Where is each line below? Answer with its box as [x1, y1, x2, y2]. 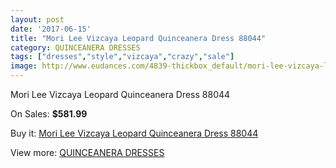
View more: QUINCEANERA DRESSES [10, 147, 165, 158]
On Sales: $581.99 [10, 108, 88, 120]
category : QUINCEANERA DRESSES [10, 42, 141, 53]
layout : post [10, 14, 65, 25]
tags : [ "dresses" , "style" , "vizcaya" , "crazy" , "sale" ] [10, 52, 235, 62]
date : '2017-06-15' [10, 24, 92, 34]
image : [10, 61, 38, 71]
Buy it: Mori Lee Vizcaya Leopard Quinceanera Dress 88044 [10, 127, 259, 139]
